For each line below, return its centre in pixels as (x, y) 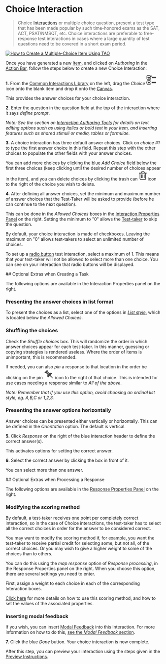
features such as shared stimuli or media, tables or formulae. (68, 133)
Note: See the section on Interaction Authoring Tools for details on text (77, 123)
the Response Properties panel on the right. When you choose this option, (81, 569)
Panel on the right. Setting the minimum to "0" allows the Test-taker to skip (82, 219)
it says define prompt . (28, 113)
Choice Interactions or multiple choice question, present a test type (86, 23)
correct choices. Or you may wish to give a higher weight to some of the (79, 549)
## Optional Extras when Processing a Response (55, 479)
